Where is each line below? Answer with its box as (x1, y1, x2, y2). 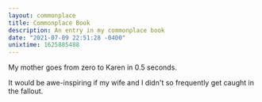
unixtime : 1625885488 (8, 41, 80, 49)
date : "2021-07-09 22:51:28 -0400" (8, 33, 126, 42)
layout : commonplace (8, 11, 77, 20)
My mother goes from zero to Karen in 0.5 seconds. (8, 62, 177, 72)
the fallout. (8, 86, 44, 96)
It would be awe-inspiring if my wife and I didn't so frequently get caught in (8, 78, 254, 88)
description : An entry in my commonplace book (8, 26, 165, 34)
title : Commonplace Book (8, 19, 91, 27)
